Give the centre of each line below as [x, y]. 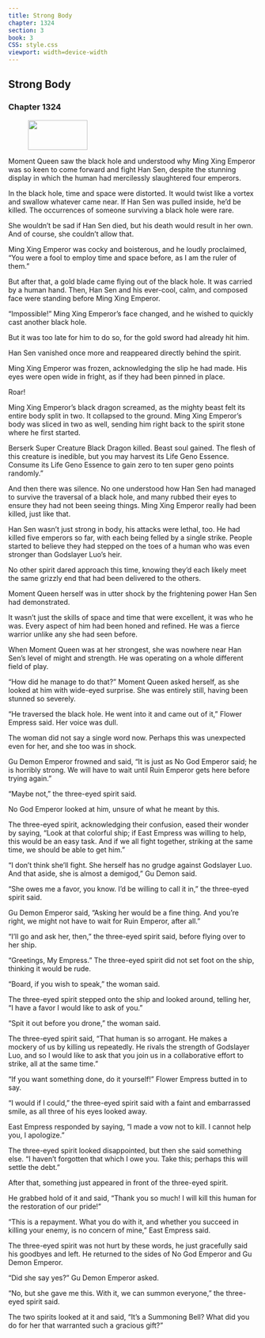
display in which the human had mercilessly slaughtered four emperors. [125, 178]
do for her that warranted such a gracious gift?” [86, 1325]
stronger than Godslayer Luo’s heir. [65, 554]
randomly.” [26, 473]
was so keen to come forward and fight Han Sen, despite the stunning [122, 169]
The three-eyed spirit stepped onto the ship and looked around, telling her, [130, 999]
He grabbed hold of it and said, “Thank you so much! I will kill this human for [132, 1198]
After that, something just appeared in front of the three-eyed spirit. [118, 1183]
